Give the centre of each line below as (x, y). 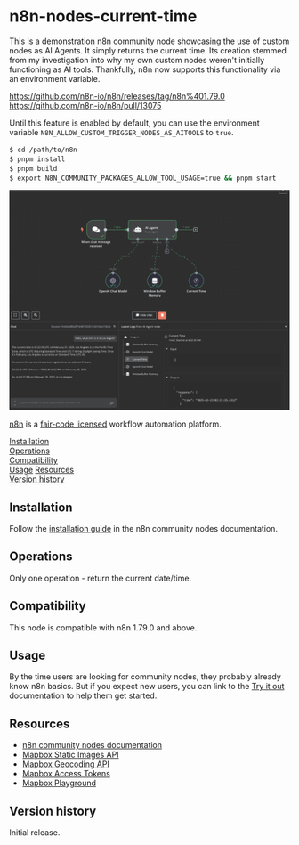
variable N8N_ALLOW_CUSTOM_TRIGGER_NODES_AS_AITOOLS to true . (121, 132)
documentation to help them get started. (83, 695)
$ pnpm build (33, 168)
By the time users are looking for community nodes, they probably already (145, 677)
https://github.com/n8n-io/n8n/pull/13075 (85, 105)
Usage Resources (41, 470)
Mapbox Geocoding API (65, 764)
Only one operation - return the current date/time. (101, 578)
